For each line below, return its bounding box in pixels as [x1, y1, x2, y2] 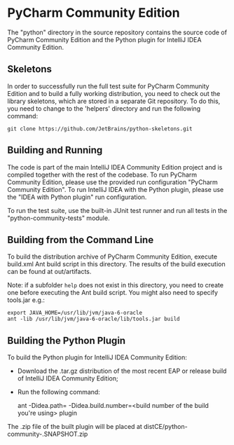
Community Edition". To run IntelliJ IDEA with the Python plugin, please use [7, 185, 224, 193]
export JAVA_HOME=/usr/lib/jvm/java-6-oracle [7, 310, 142, 317]
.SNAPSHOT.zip [41, 430, 88, 439]
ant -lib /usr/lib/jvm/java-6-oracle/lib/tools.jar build [7, 315, 180, 323]
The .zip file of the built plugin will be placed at [7, 423, 142, 431]
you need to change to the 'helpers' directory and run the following [7, 104, 201, 113]
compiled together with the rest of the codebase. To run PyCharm [7, 170, 198, 179]
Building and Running [7, 144, 103, 156]
